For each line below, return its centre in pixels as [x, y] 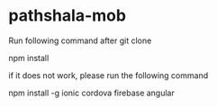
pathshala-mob [68, 16]
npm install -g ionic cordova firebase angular [91, 93]
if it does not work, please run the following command [108, 75]
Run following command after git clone [80, 40]
